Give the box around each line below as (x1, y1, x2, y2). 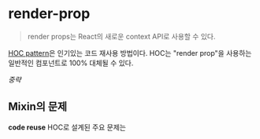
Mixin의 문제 (8, 100, 68, 114)
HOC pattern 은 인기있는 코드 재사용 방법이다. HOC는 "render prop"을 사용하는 (8, 48, 252, 57)
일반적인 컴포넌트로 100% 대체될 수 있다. (8, 58, 134, 68)
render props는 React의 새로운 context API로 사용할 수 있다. (27, 31, 216, 41)
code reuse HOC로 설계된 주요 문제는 (8, 123, 126, 132)
